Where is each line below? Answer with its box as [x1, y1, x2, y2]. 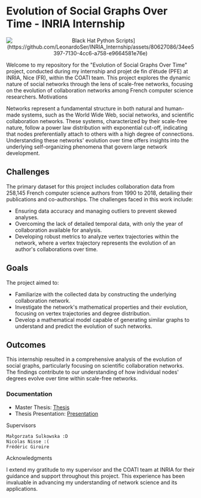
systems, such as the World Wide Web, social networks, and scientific [21, 111, 194, 118]
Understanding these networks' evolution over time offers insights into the [6, 136, 190, 144]
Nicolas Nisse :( [6, 439, 50, 445]
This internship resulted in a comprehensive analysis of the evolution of [6, 356, 182, 363]
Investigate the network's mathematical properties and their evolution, [14, 303, 188, 311]
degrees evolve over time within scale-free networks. [6, 375, 138, 382]
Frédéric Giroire [6, 443, 50, 450]
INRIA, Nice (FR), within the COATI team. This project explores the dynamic [6, 74, 191, 81]
